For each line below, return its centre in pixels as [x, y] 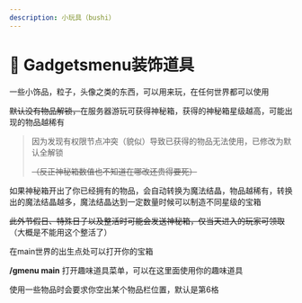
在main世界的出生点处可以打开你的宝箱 [81, 251]
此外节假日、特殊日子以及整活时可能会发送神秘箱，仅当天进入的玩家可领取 [147, 220]
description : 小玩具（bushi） [62, 18]
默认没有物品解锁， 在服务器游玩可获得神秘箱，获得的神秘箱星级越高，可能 [147, 111]
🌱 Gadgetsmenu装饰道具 [102, 65]
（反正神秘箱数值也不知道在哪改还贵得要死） [114, 171]
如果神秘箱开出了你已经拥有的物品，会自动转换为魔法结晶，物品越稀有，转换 [151, 191]
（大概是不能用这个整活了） [61, 232]
